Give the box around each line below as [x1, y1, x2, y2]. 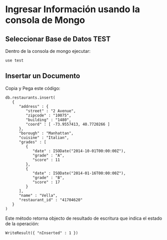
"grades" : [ [18, 139, 47, 144]
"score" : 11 [32, 157, 60, 162]
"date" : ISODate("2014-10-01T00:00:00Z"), [32, 148, 126, 154]
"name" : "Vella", [18, 193, 58, 198]
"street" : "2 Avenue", [25, 108, 76, 113]
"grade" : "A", [32, 153, 65, 158]
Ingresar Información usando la [5, 4, 141, 15]
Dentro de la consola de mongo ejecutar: [5, 48, 91, 54]
